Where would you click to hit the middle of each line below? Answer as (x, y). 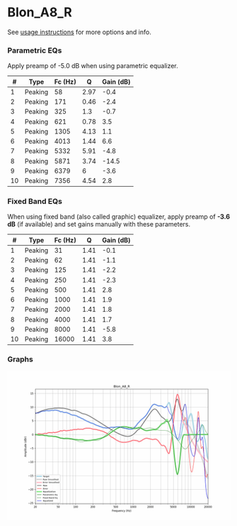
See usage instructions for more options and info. (80, 32)
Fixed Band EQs (35, 201)
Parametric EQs (35, 50)
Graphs (20, 359)
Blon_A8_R (40, 12)
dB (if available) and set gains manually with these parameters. (99, 224)
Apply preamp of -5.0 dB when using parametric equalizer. (93, 66)
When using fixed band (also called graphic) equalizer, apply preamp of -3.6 (119, 217)
